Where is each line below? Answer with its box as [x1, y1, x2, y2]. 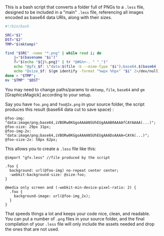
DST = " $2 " [5, 37, 23, 42]
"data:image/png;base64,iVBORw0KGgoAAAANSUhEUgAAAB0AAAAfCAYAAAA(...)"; [5, 120, 156, 125]
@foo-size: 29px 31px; [5, 124, 51, 129]
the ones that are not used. [5, 226, 60, 232]
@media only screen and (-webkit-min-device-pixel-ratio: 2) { [5, 185, 137, 190]
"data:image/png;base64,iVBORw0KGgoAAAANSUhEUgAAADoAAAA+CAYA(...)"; [5, 133, 150, 138]
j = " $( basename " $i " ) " [14, 55, 58, 60]
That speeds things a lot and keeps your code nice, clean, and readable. [5, 211, 150, 216]
